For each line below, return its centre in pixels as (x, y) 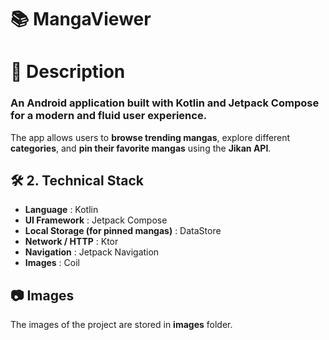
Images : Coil (52, 263)
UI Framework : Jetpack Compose (96, 220)
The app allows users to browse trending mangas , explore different (150, 137)
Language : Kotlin (61, 210)
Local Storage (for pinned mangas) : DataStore (123, 231)
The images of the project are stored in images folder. (121, 325)
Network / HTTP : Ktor (71, 242)
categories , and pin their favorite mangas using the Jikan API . (141, 148)
